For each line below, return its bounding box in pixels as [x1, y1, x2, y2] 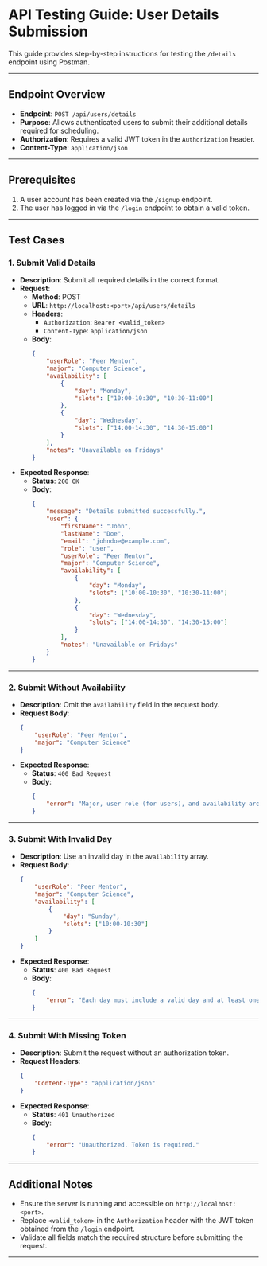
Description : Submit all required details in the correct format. [19, 275, 220, 285]
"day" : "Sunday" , [62, 913, 121, 921]
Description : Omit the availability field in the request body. [19, 699, 220, 709]
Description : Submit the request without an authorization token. [19, 1048, 229, 1058]
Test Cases [8, 233, 65, 247]
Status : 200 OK [31, 476, 79, 486]
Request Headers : [19, 1057, 81, 1066]
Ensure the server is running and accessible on [19, 1199, 174, 1209]
